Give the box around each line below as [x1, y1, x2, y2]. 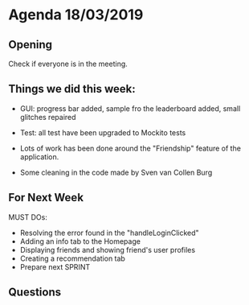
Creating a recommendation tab [19, 253, 126, 263]
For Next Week [8, 191, 84, 204]
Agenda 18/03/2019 [8, 6, 144, 24]
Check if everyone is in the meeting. [8, 59, 129, 68]
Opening [8, 38, 53, 52]
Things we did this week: [8, 82, 137, 96]
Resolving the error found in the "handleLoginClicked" [19, 228, 199, 237]
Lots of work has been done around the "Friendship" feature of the [19, 143, 241, 153]
